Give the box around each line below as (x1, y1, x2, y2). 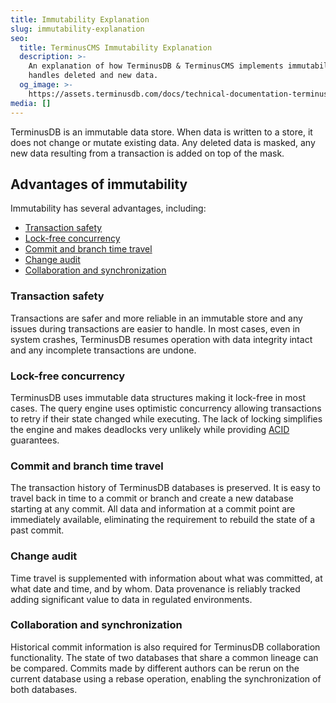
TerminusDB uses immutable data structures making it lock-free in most (10, 391, 306, 403)
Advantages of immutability (10, 176, 188, 193)
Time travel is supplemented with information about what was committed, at (10, 572, 323, 584)
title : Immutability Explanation (10, 14, 150, 25)
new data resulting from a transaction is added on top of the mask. (10, 147, 285, 159)
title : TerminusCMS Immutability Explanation (19, 42, 213, 53)
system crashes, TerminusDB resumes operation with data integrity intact (10, 333, 313, 345)
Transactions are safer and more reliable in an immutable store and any (10, 312, 303, 324)
